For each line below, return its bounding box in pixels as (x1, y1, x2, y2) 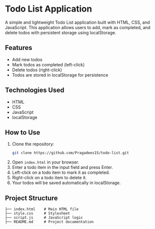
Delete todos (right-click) (12, 67, 62, 73)
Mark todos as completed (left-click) (12, 61, 85, 67)
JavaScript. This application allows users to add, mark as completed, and (5, 24, 151, 30)
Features (5, 44, 32, 52)
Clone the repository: (12, 141, 55, 147)
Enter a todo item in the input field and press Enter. (12, 165, 113, 170)
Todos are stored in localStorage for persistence (12, 72, 109, 78)
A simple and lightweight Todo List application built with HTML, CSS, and (5, 19, 150, 25)
